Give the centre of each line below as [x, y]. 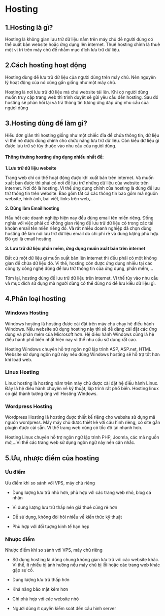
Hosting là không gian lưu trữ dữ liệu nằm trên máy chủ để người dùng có [79, 39]
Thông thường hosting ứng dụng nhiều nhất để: [55, 157]
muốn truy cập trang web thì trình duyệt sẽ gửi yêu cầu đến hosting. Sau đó [82, 97]
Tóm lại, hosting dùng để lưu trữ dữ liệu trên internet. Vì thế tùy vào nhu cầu [82, 278]
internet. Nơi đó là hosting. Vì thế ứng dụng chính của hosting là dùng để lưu [82, 188]
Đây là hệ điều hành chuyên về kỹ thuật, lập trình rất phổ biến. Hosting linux [82, 388]
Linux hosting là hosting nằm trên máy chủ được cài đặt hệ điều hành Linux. [82, 383]
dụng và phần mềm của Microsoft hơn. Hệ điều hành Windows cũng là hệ [80, 334]
